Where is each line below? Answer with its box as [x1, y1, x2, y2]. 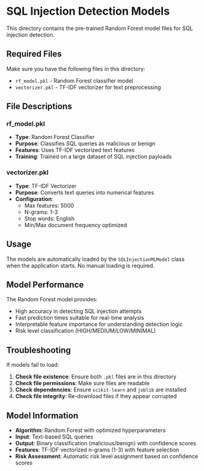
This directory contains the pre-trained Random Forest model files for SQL [6, 24, 194, 32]
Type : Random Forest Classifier [15, 134, 95, 141]
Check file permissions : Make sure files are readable [15, 380, 150, 387]
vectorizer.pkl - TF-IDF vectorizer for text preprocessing [15, 83, 161, 91]
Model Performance [6, 279, 84, 290]
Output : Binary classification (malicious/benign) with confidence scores [15, 439, 197, 447]
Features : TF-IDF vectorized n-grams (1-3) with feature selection [15, 446, 180, 453]
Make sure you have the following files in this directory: [6, 65, 145, 72]
